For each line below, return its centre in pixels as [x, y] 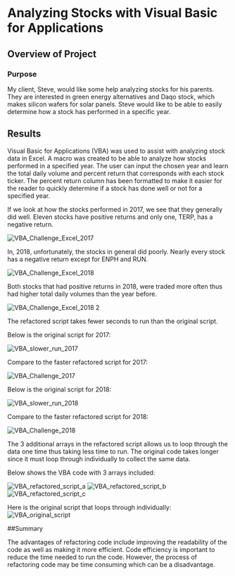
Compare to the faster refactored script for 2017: [78, 362]
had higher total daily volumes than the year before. [82, 294]
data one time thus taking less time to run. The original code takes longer [113, 451]
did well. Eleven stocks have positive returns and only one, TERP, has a [110, 217]
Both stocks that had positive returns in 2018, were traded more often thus [115, 286]
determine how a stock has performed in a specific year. [89, 111]
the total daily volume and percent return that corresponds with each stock [116, 173]
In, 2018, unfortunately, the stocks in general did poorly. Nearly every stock [116, 251]
